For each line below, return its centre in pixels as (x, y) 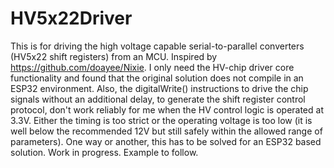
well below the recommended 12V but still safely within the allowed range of (166, 131)
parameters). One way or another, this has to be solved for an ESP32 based (166, 141)
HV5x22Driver (71, 18)
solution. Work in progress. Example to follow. (104, 152)
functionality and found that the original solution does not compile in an (157, 78)
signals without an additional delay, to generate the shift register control (158, 99)
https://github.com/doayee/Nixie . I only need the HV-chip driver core (152, 67)
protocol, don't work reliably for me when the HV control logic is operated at (167, 109)
